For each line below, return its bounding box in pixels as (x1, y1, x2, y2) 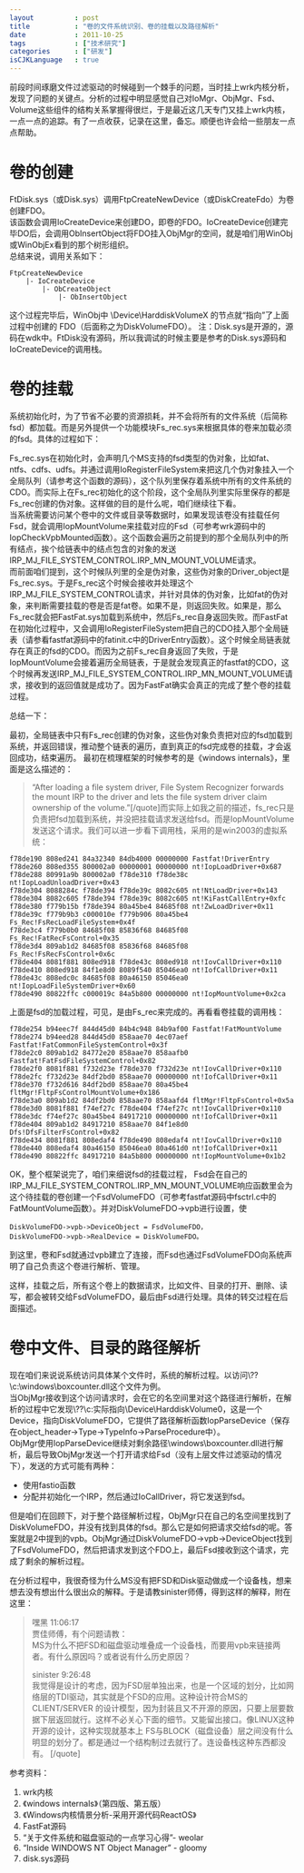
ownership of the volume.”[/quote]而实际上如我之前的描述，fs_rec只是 (31, 802, 295, 813)
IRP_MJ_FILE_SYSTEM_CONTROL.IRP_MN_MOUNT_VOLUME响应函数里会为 (9, 1179, 293, 1190)
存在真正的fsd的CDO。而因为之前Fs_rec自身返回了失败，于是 (9, 646, 239, 656)
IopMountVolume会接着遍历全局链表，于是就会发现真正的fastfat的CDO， (9, 656, 282, 667)
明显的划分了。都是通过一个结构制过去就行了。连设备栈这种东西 (31, 1736, 270, 1748)
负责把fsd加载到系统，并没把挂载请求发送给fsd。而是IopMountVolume (31, 813, 295, 824)
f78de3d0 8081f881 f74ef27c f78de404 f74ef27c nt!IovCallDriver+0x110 (9, 1104, 282, 1113)
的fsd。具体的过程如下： (9, 433, 102, 444)
